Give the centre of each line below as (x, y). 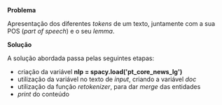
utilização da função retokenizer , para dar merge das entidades (109, 86)
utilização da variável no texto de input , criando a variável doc (107, 79)
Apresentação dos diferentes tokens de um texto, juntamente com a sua (111, 23)
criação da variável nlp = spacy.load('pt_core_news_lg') (100, 72)
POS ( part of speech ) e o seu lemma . (61, 31)
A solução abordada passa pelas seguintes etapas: (81, 58)
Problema (22, 10)
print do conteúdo (43, 94)
